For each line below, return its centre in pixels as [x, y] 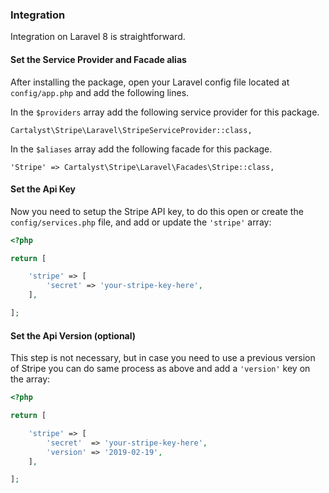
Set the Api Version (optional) [73, 335]
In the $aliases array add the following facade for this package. [141, 149]
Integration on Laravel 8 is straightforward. [98, 37]
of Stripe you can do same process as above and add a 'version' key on [160, 369]
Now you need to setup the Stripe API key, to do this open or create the [157, 211]
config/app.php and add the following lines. [100, 92]
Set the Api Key [43, 189]
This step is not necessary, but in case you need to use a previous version [163, 358]
